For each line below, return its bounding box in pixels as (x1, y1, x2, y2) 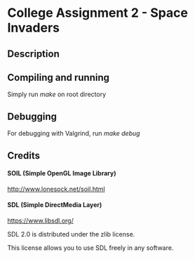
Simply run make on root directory (7, 90, 107, 99)
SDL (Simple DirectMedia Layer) (7, 201, 102, 209)
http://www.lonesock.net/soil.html (7, 185, 105, 193)
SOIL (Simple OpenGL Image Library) (7, 169, 116, 178)
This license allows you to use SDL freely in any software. (7, 244, 174, 252)
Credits (7, 150, 41, 161)
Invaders (7, 20, 60, 36)
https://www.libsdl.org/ (7, 216, 74, 225)
